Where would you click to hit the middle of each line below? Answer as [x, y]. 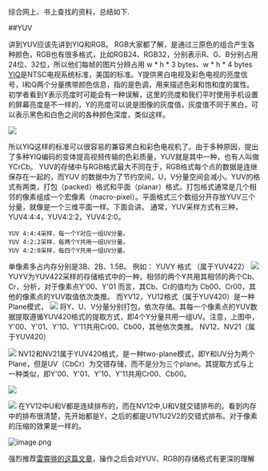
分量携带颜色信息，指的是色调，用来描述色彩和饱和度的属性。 [152, 84]
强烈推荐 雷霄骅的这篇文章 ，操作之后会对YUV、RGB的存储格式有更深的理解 [132, 459]
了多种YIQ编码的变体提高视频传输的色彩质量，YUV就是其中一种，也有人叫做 [134, 156]
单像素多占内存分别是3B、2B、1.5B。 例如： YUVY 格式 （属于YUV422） [129, 266]
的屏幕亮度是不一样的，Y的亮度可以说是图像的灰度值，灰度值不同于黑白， [130, 104]
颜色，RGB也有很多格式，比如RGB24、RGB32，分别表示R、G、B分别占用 [136, 54]
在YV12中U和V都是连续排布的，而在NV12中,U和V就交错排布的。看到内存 [137, 406]
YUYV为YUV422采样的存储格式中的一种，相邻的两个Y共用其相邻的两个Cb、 [134, 276]
